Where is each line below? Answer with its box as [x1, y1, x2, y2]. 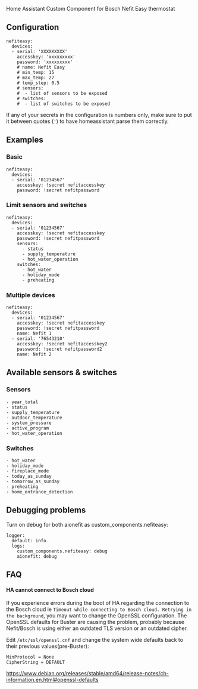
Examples [6, 135, 43, 145]
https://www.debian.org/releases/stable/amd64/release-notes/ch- [6, 670, 169, 677]
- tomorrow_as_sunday [6, 478, 60, 485]
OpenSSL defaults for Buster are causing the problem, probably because [6, 619, 184, 626]
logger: [6, 532, 26, 539]
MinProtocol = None [6, 654, 55, 660]
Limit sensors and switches [6, 201, 87, 209]
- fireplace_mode [6, 468, 49, 474]
